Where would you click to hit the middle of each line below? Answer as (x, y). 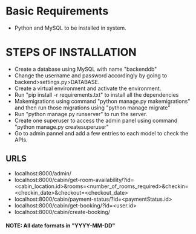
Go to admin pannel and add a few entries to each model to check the (101, 133)
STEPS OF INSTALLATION (71, 52)
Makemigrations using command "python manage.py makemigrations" (102, 101)
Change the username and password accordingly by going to (91, 75)
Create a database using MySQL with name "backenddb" (86, 69)
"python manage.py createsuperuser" (62, 127)
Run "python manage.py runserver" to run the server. (81, 114)
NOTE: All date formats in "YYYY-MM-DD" (60, 226)
